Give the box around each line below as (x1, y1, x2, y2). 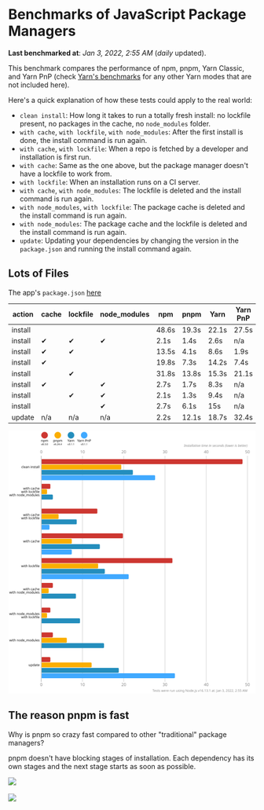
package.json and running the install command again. (19, 244, 192, 253)
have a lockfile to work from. (19, 169, 112, 178)
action (12, 309, 34, 319)
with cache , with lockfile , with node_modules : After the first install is (19, 127, 244, 137)
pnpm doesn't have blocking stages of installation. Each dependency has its (8, 753, 255, 763)
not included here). (8, 80, 70, 90)
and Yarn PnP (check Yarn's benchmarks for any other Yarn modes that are (8, 71, 252, 81)
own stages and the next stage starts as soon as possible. (8, 761, 196, 771)
